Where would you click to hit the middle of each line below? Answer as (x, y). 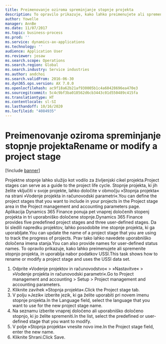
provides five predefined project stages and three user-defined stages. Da (81, 222)
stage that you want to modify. (60, 321)
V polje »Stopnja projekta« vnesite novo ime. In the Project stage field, (83, 326)
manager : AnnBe (21, 24)
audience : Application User (34, 51)
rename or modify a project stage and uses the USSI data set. (68, 259)
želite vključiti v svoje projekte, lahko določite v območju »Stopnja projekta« (82, 190)
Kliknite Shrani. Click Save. (39, 337)
